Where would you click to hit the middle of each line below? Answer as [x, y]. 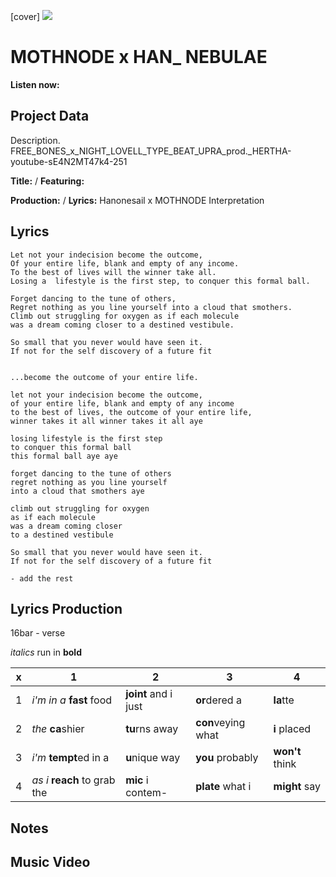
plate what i [223, 787]
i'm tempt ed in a [70, 758]
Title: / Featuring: [47, 181]
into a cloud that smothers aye [77, 491]
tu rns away [152, 729]
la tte [284, 700]
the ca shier [58, 729]
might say [297, 787]
